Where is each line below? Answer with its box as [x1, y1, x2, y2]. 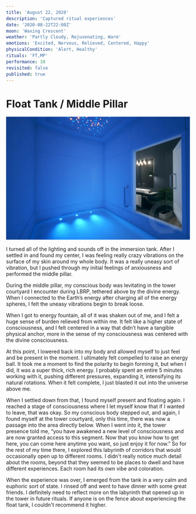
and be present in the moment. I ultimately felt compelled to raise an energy [6, 354, 188, 361]
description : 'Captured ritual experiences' [6, 15, 116, 22]
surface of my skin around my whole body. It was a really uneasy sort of [6, 258, 180, 265]
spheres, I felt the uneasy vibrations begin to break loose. [6, 300, 145, 307]
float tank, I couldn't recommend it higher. [6, 501, 107, 508]
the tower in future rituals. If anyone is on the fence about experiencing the [6, 495, 186, 502]
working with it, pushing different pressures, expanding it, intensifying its [6, 372, 181, 380]
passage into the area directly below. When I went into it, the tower [6, 422, 166, 429]
